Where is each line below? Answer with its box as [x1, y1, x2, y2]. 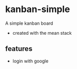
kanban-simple [5, 4, 70, 15]
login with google [12, 58, 49, 64]
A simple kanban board [5, 20, 53, 26]
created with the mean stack [12, 30, 72, 36]
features [5, 44, 33, 53]
